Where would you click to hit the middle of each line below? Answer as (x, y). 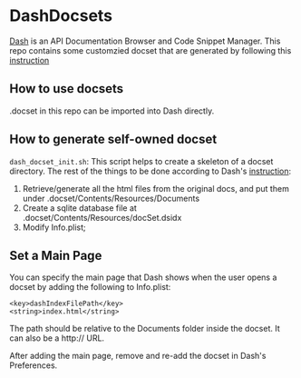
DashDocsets (61, 16)
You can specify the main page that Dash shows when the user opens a (143, 277)
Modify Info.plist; (54, 227)
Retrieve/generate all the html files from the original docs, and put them (156, 188)
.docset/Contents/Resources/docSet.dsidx (102, 217)
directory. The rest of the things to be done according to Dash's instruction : (150, 171)
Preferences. (34, 365)
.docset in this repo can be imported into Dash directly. (112, 111)
